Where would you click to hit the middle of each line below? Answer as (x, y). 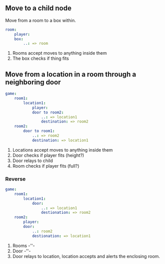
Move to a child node (38, 8)
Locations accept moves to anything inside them (62, 150)
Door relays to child (33, 161)
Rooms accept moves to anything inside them (59, 53)
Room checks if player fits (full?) (46, 166)
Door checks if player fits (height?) (48, 155)
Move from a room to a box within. (41, 20)
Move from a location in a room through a (71, 74)
